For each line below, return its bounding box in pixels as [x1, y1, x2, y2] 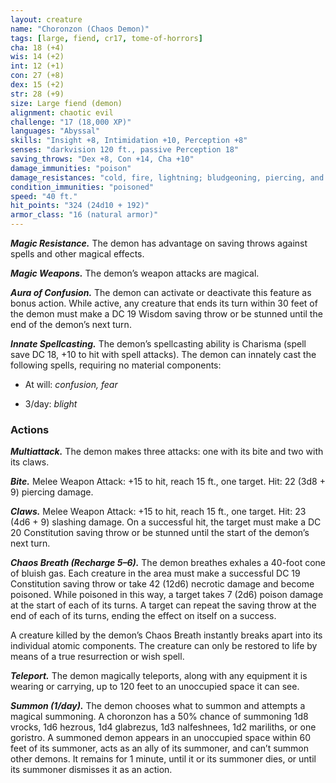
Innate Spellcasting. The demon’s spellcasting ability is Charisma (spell [10, 338, 307, 350]
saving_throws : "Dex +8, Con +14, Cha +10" [10, 154, 195, 164]
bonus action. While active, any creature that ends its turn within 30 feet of [10, 297, 318, 309]
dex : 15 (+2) [10, 80, 65, 90]
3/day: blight [24, 398, 78, 410]
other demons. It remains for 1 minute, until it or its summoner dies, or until [10, 753, 317, 765]
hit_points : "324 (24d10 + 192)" [10, 201, 150, 211]
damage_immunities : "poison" [10, 163, 132, 173]
